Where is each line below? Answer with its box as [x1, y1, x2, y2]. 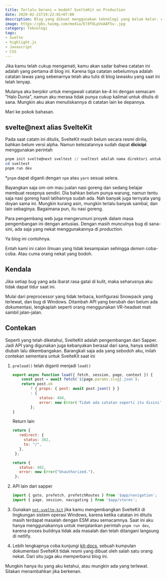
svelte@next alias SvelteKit [5, 123, 92, 131]
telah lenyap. [5, 78, 31, 85]
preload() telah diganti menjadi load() [12, 362, 91, 368]
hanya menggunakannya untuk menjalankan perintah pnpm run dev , [12, 522, 151, 528]
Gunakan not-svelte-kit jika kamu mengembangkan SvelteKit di [12, 506, 146, 512]
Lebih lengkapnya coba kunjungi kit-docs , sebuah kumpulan [12, 543, 136, 549]
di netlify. [12, 533, 31, 539]
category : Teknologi [5, 26, 48, 31]
